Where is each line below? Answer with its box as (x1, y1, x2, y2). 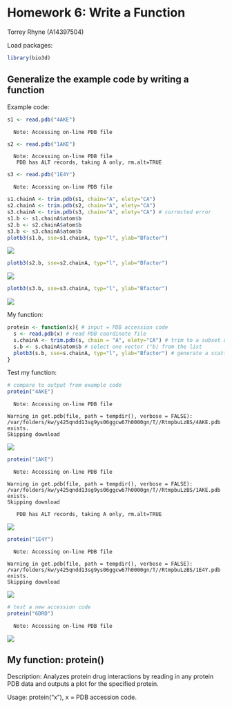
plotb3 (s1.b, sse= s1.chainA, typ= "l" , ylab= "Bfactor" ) (7, 234, 168, 241)
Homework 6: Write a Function (7, 5, 186, 21)
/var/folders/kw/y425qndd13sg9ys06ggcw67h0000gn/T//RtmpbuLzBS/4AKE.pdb (7, 419, 221, 426)
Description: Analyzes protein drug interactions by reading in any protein (7, 672, 214, 681)
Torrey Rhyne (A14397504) (7, 28, 84, 36)
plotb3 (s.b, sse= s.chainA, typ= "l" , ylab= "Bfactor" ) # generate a (13, 350, 209, 356)
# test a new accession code (7, 603, 91, 611)
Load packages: (7, 41, 53, 49)
